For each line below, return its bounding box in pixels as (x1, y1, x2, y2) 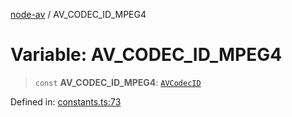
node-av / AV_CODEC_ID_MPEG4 (10, 9, 147, 20)
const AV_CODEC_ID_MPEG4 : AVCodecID (34, 76, 202, 88)
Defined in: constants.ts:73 (10, 95, 122, 108)
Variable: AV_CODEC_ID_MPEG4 (10, 44, 283, 66)
